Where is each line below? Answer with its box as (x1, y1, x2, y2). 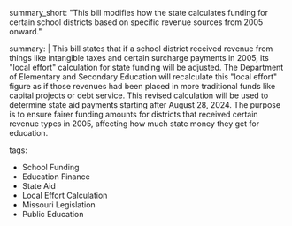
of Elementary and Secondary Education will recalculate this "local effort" (9, 72, 277, 82)
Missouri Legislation (21, 200, 96, 210)
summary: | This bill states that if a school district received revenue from (9, 43, 273, 54)
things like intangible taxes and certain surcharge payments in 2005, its (9, 53, 270, 63)
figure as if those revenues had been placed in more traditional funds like (9, 81, 276, 91)
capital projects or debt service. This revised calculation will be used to (9, 90, 269, 101)
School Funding (21, 162, 80, 172)
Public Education (21, 209, 84, 219)
